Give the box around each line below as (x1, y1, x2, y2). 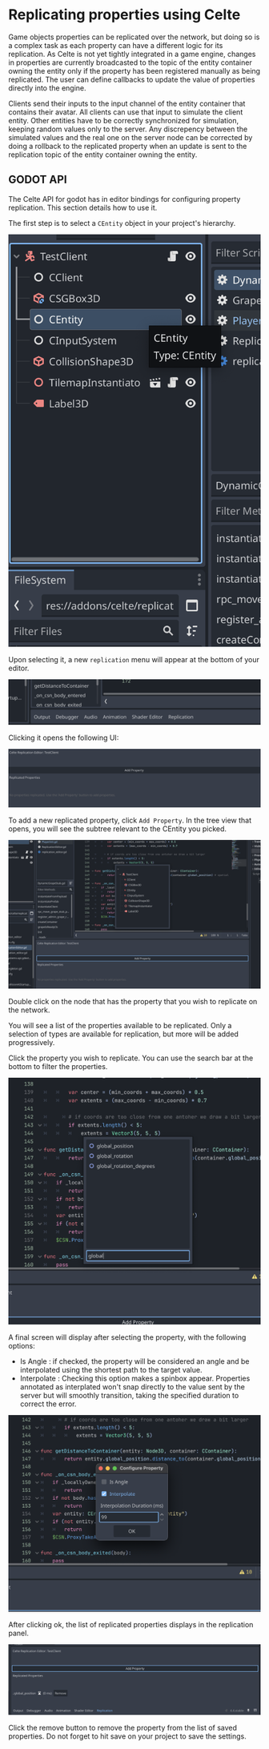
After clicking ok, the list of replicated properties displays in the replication (8, 1620, 254, 1630)
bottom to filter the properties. (8, 1061, 108, 1071)
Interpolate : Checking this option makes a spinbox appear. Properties (19, 1373, 251, 1383)
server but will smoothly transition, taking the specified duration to (19, 1390, 239, 1400)
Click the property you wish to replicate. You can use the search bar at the (8, 1053, 254, 1063)
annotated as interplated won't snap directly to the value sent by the (19, 1381, 246, 1391)
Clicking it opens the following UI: (8, 733, 119, 742)
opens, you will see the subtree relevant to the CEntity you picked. (8, 824, 227, 834)
